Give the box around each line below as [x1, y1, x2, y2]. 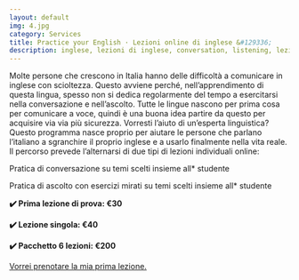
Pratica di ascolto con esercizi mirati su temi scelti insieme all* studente [9, 180, 272, 191]
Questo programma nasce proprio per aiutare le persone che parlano [9, 127, 263, 138]
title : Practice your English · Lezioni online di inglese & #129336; [9, 37, 273, 47]
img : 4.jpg [9, 21, 50, 30]
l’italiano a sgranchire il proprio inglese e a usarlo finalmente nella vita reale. [9, 137, 287, 148]
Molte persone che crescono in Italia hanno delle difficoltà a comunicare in [9, 70, 283, 81]
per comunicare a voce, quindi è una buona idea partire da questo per [9, 108, 266, 119]
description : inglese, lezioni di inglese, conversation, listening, [9, 46, 273, 55]
